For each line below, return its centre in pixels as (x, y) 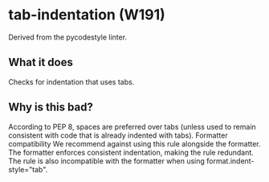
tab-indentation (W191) (87, 15)
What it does (41, 62)
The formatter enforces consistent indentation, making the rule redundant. (131, 152)
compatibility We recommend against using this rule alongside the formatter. (134, 143)
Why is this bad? (51, 108)
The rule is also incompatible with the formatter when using (106, 161)
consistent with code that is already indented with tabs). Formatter (118, 135)
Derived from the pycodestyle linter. (67, 37)
